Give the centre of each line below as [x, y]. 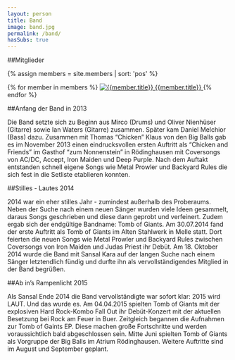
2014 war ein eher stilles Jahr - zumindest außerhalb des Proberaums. [109, 202]
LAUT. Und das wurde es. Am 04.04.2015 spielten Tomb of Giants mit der [114, 304]
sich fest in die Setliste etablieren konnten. [69, 175]
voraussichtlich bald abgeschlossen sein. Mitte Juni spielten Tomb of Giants [118, 334]
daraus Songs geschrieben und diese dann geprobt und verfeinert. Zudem [115, 217]
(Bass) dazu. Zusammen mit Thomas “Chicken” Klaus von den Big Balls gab [117, 137]
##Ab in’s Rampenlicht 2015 [47, 283]
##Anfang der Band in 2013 [47, 108]
